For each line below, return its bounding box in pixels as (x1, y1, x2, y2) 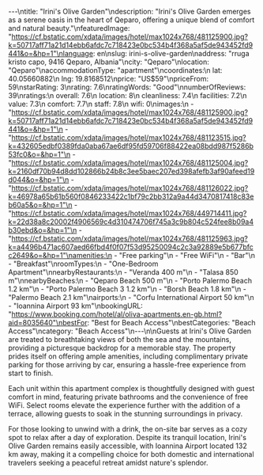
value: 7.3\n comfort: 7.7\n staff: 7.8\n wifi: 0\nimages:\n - (8, 99, 194, 108)
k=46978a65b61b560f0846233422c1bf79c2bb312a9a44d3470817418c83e (8, 192, 254, 201)
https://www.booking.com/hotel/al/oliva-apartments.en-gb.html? (11, 310, 223, 319)
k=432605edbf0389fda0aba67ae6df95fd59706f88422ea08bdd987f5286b (8, 142, 254, 150)
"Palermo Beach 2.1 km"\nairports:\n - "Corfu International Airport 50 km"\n (8, 293, 254, 302)
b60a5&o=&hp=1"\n (8, 200, 73, 209)
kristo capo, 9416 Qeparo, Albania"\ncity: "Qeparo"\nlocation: (8, 57, 209, 66)
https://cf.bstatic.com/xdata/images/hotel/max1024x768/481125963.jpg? (11, 234, 249, 243)
